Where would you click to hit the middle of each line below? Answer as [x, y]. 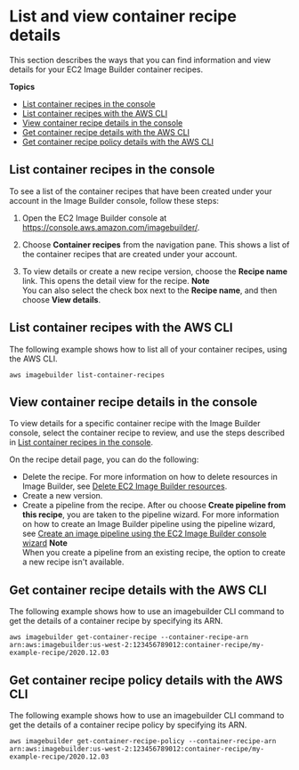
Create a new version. [62, 496]
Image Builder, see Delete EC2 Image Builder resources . [125, 486]
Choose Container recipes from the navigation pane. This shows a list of [156, 244]
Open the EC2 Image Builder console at [94, 218]
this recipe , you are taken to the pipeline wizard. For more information [150, 515]
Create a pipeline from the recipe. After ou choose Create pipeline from [154, 506]
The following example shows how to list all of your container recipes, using [148, 349]
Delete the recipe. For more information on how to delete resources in [150, 477]
